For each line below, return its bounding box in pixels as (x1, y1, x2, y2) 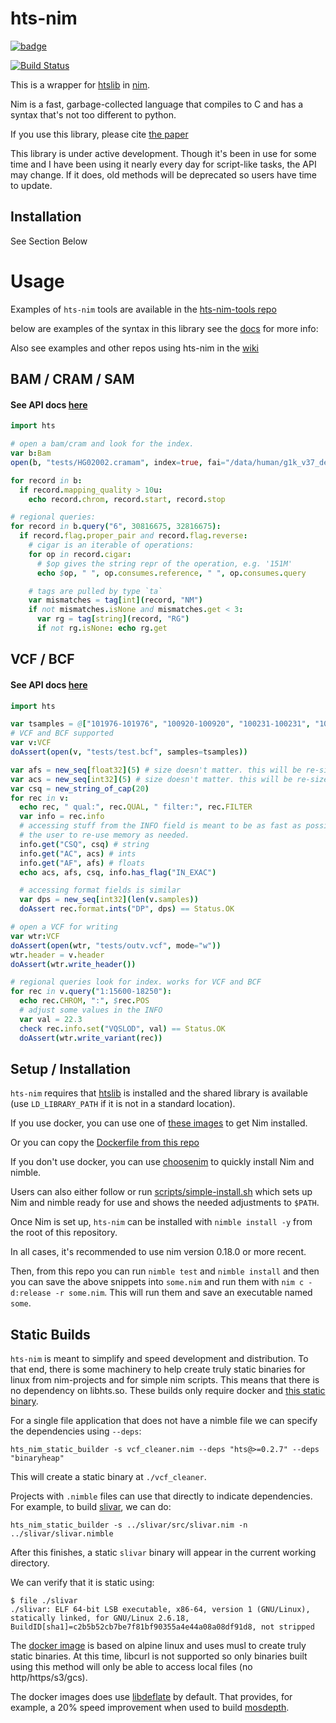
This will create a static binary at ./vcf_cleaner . (10, 1471, 207, 1483)
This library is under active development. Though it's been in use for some (10, 147, 317, 159)
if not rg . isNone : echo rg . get (36, 623, 168, 634)
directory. (10, 1557, 50, 1569)
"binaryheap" (10, 1453, 65, 1464)
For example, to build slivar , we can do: (10, 1501, 172, 1513)
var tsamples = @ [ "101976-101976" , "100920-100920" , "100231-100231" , (10, 719, 311, 729)
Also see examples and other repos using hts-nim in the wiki (10, 342, 259, 354)
